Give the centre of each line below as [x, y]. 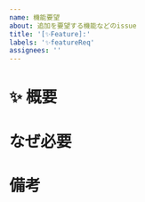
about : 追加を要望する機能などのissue [73, 26]
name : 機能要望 [35, 17]
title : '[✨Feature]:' [50, 34]
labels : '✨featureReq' [52, 42]
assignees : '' [36, 51]
